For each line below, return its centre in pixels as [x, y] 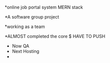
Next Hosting [26, 51]
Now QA [21, 46]
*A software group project [32, 17]
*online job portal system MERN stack [44, 7]
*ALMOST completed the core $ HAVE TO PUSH [55, 36]
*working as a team [25, 26]
